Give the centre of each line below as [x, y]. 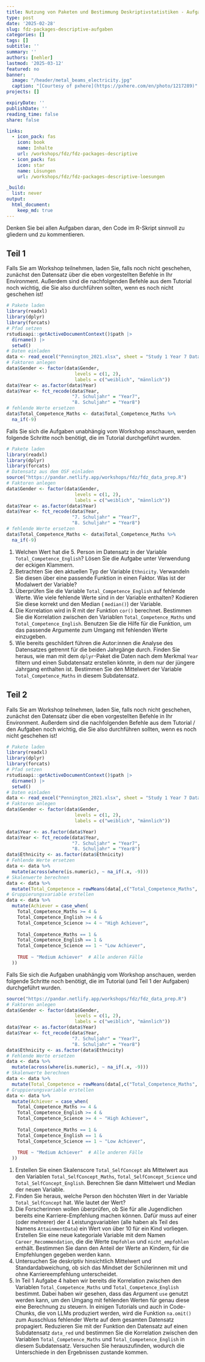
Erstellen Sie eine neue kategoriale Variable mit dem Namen [90, 1235]
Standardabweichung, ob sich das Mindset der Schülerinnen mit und [101, 1268]
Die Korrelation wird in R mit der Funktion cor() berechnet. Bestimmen [103, 610]
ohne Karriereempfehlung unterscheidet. [66, 1274]
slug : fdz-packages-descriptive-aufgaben [60, 29]
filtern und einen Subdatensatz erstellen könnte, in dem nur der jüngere [105, 662]
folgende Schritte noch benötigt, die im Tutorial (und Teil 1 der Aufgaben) [98, 981]
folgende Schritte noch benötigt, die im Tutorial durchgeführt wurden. [94, 437]
